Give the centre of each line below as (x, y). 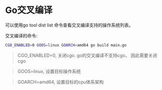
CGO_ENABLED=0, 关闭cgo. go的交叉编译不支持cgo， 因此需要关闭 (87, 55)
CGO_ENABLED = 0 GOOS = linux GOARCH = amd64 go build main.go (66, 45)
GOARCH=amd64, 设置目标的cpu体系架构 (60, 82)
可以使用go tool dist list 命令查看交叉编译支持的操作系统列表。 (69, 25)
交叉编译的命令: (21, 35)
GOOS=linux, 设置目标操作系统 (49, 71)
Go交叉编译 (29, 10)
